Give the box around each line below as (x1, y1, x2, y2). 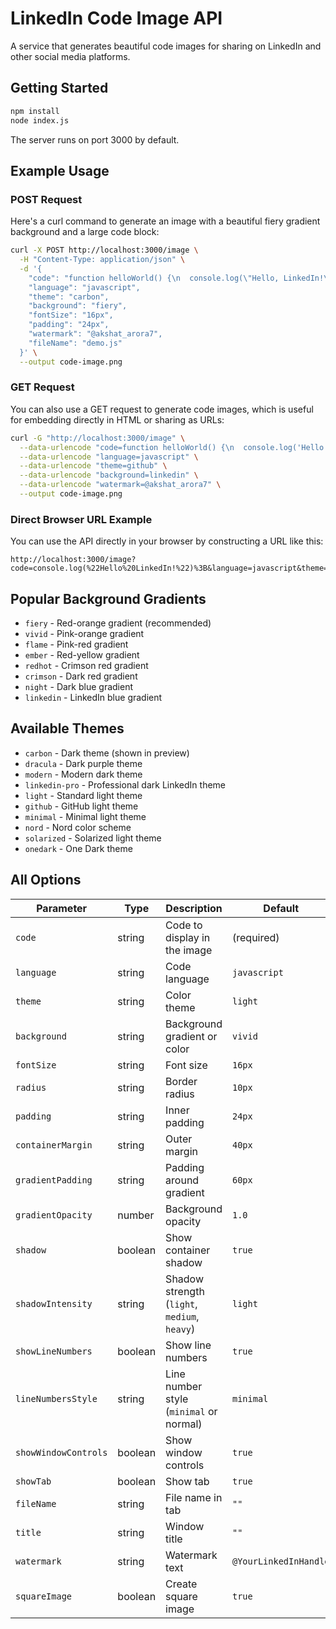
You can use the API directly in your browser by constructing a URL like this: (10, 535, 324, 547)
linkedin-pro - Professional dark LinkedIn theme (24, 778, 226, 791)
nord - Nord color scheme (24, 821, 132, 833)
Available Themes (10, 720, 125, 737)
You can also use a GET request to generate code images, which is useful (10, 403, 314, 415)
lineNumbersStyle (15, 1393, 98, 1404)
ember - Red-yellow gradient (24, 649, 140, 661)
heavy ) (165, 1322, 196, 1336)
